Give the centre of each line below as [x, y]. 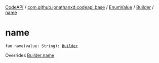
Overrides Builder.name [30, 55]
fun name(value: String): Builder [42, 46]
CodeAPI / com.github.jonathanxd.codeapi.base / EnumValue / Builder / [79, 7]
